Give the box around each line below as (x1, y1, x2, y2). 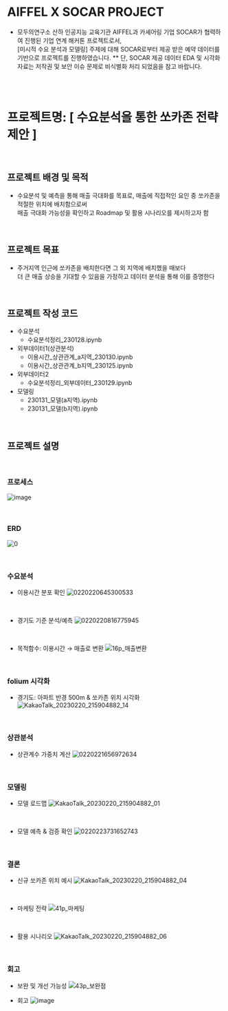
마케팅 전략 (16, 904, 47, 913)
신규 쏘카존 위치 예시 (16, 876, 73, 885)
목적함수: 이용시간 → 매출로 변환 (16, 645, 104, 653)
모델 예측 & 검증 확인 (16, 827, 73, 835)
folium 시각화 (7, 676, 50, 686)
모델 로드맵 (16, 799, 47, 807)
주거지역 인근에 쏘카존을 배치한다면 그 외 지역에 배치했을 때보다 (16, 263, 186, 272)
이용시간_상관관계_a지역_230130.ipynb (27, 353, 133, 362)
